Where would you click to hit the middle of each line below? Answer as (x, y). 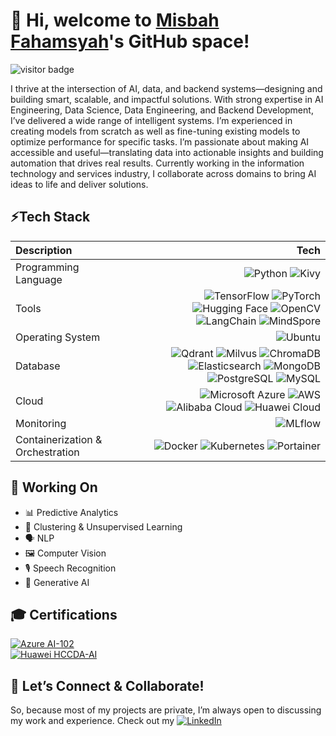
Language (39, 279)
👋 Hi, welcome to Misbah (115, 20)
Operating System (58, 337)
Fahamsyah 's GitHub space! (130, 41)
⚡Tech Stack (50, 217)
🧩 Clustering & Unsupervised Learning (103, 526)
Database (38, 366)
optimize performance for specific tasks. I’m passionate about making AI (160, 141)
